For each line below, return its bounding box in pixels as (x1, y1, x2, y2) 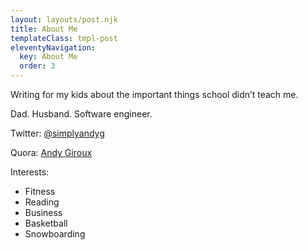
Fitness (24, 186, 56, 197)
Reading (24, 196, 60, 208)
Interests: (10, 166, 50, 178)
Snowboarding (24, 228, 86, 240)
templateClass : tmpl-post (10, 33, 118, 43)
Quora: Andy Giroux (10, 147, 93, 158)
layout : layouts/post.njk (10, 14, 118, 25)
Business (24, 207, 63, 218)
